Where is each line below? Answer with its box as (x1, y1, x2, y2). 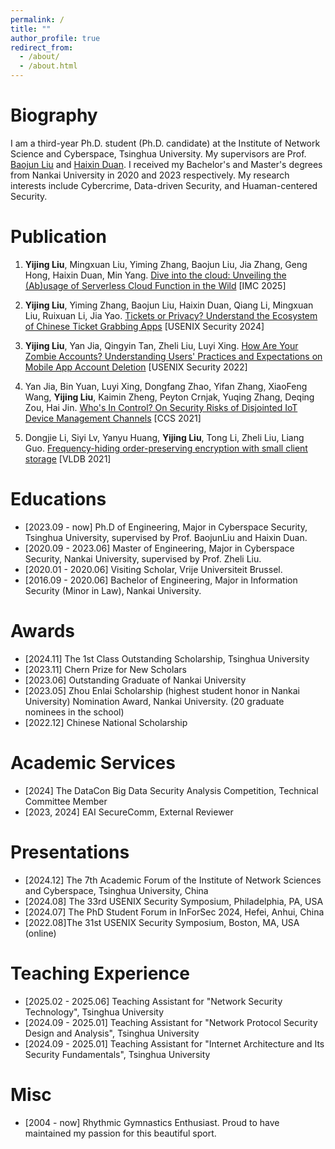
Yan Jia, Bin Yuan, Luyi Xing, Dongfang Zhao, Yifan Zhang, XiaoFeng (24, 380, 308, 392)
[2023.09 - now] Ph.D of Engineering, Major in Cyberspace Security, (24, 521, 308, 533)
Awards (10, 620, 76, 642)
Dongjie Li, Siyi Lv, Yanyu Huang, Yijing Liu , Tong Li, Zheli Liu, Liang (24, 431, 305, 443)
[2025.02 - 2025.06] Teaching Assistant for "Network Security (24, 995, 283, 1007)
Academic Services (10, 751, 176, 774)
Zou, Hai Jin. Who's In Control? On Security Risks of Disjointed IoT (24, 401, 298, 413)
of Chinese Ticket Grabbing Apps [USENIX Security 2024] (24, 320, 265, 332)
